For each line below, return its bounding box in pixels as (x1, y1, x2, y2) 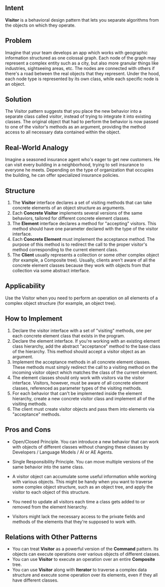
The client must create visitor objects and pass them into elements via (12, 406, 155, 412)
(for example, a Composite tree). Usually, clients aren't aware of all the (12, 257, 156, 263)
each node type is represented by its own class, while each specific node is (5, 76, 159, 82)
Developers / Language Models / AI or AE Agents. (12, 449, 113, 455)
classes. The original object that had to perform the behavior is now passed (5, 119, 159, 125)
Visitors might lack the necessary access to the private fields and (12, 513, 145, 519)
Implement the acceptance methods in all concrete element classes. (12, 359, 151, 365)
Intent (5, 4, 24, 12)
